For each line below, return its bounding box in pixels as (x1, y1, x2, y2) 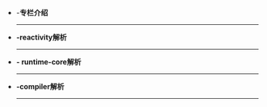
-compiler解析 (15, 82, 65, 91)
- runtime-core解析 (15, 57, 81, 67)
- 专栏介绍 (15, 8, 48, 17)
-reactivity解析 (15, 32, 67, 42)
